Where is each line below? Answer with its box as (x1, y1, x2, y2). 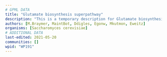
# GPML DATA (5, 7, 30, 12)
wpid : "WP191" (5, 44, 35, 49)
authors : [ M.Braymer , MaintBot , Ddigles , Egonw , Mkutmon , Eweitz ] (5, 21, 146, 26)
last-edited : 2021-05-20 (5, 35, 57, 40)
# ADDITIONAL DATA (5, 30, 43, 35)
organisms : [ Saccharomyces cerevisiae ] (5, 26, 88, 31)
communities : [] (5, 40, 39, 45)
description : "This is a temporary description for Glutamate (5, 16, 137, 21)
